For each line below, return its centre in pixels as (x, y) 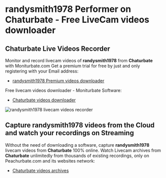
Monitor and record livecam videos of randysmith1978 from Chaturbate (79, 60)
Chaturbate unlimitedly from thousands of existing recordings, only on (77, 156)
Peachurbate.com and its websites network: (50, 161)
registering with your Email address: (42, 71)
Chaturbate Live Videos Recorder (58, 48)
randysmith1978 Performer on (68, 9)
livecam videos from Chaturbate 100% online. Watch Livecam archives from (83, 150)
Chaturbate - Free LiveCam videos (77, 20)
